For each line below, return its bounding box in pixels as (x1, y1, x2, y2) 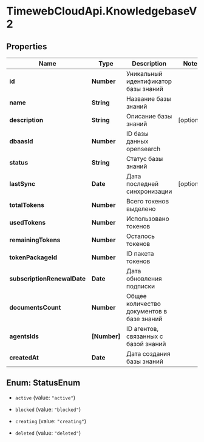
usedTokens (9, 219, 46, 226)
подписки (126, 282, 155, 290)
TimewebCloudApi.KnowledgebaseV (6, 4, 197, 18)
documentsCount (9, 304, 61, 311)
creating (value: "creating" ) (15, 417, 87, 424)
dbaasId (9, 137, 33, 145)
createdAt (9, 353, 39, 362)
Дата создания (126, 350, 171, 358)
